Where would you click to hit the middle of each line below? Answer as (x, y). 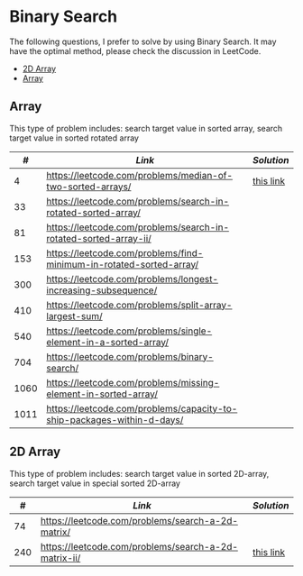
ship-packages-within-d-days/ (115, 419)
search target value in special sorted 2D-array (95, 483)
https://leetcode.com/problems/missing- (133, 382)
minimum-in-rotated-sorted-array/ (123, 264)
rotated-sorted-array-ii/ (99, 238)
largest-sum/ (74, 315)
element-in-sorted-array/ (102, 394)
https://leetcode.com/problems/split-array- (139, 305)
